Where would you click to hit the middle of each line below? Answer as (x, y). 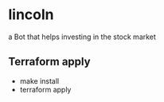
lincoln (31, 15)
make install (39, 80)
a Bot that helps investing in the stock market (82, 37)
